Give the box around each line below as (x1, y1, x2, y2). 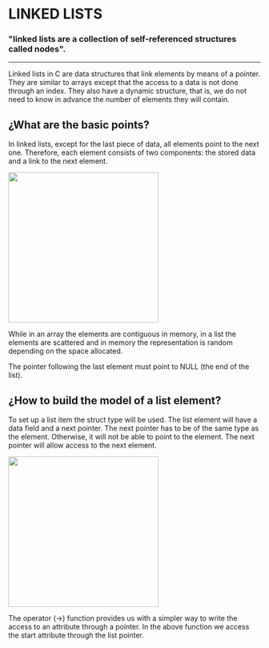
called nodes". (8, 43, 66, 55)
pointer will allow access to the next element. (8, 440, 158, 450)
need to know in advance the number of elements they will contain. (8, 95, 230, 104)
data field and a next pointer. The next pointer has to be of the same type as (8, 423, 259, 433)
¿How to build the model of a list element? (8, 394, 222, 407)
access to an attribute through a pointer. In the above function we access (8, 622, 250, 632)
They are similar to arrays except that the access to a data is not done (8, 78, 239, 87)
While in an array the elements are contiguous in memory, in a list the (8, 330, 236, 339)
